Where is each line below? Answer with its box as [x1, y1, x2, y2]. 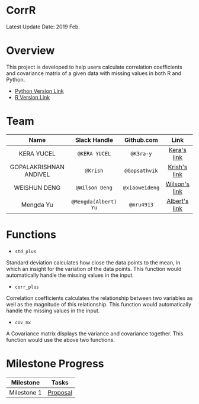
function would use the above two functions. [6, 336, 115, 343]
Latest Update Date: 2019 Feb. [6, 23, 80, 30]
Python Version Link [14, 87, 64, 95]
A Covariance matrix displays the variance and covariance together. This [6, 329, 184, 337]
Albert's [166, 196, 189, 205]
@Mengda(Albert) [71, 198, 117, 205]
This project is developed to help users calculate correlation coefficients [6, 63, 182, 70]
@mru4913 [129, 201, 154, 208]
